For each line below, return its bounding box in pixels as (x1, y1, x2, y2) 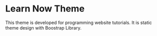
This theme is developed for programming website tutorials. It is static (5, 19, 152, 25)
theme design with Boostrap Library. (5, 24, 82, 30)
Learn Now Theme (5, 3, 85, 14)
